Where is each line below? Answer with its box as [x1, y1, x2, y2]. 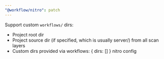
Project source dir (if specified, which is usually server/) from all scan [12, 37, 159, 43]
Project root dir [12, 31, 44, 37]
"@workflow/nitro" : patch [5, 7, 60, 13]
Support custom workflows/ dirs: [5, 22, 74, 28]
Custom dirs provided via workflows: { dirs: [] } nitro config [12, 48, 137, 54]
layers [12, 42, 26, 49]
